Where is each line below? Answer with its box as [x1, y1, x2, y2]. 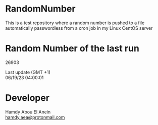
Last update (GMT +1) [5, 69, 50, 75]
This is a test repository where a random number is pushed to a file [5, 20, 145, 26]
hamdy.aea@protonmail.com [5, 114, 65, 120]
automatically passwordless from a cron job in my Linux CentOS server [5, 25, 153, 31]
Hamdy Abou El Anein [5, 109, 51, 115]
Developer [5, 92, 49, 104]
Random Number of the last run [5, 43, 140, 54]
